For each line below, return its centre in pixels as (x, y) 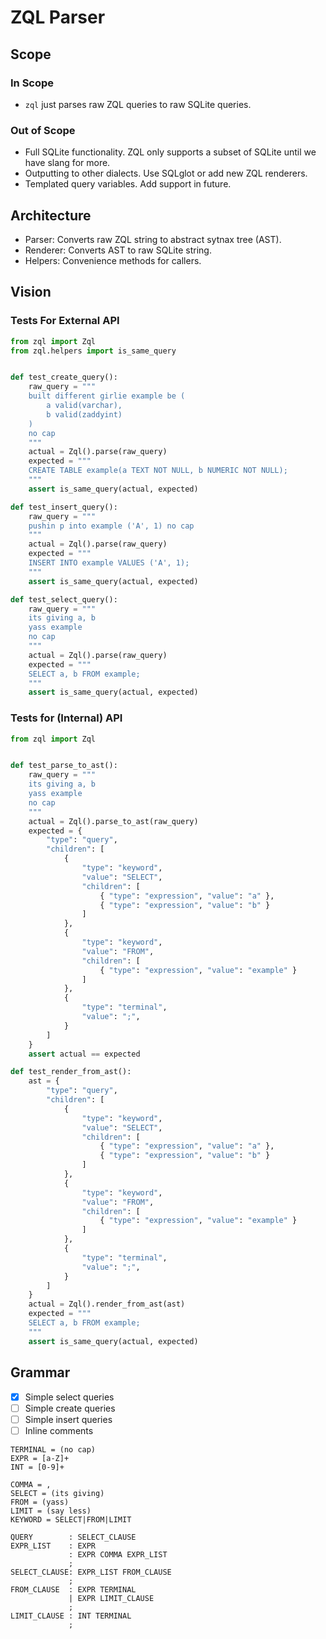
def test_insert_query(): (64, 507)
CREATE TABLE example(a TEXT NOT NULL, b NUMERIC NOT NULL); (158, 471)
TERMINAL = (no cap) (53, 1449)
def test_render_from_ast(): (71, 1072)
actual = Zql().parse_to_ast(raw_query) (113, 821)
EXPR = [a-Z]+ (40, 1458)
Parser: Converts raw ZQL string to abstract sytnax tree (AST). (153, 239)
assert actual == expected (84, 1054)
